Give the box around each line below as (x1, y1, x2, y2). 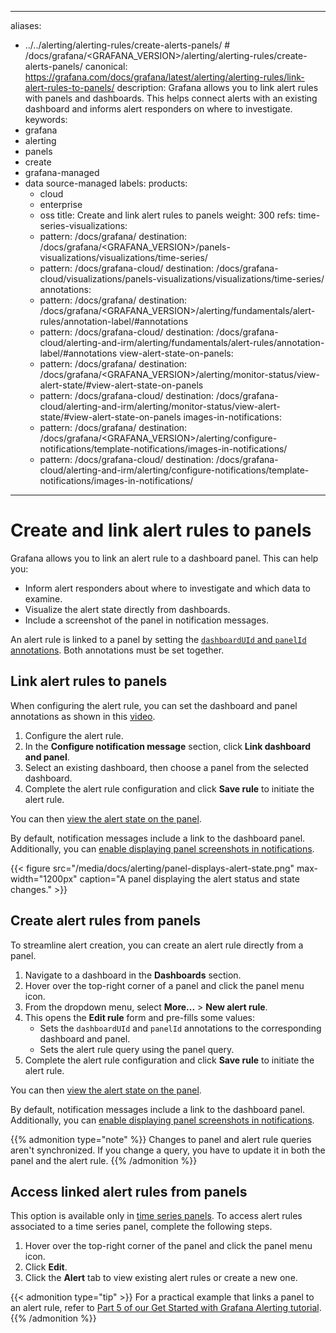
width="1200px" (10, 872, 78, 885)
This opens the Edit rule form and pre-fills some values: (24, 1011, 256, 1023)
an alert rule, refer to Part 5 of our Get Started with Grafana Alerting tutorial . (10, 1302, 322, 1314)
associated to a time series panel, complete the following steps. (10, 1221, 273, 1233)
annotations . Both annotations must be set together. (10, 644, 225, 656)
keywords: (24, 114, 68, 125)
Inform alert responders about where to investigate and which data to (24, 582, 311, 594)
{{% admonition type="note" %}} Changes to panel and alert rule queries (10, 1133, 312, 1145)
